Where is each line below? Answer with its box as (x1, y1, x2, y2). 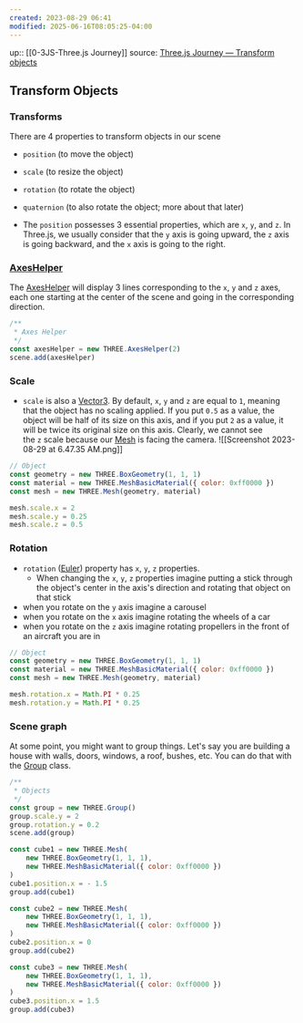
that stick (35, 592, 71, 603)
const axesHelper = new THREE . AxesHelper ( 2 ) (9, 345, 181, 354)
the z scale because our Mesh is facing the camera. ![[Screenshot (22, 434, 270, 445)
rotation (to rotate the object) (22, 184, 136, 195)
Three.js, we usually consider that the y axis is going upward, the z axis (22, 229, 289, 240)
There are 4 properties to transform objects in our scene (9, 131, 221, 142)
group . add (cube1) (9, 887, 76, 896)
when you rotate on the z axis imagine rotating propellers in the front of (22, 621, 289, 632)
